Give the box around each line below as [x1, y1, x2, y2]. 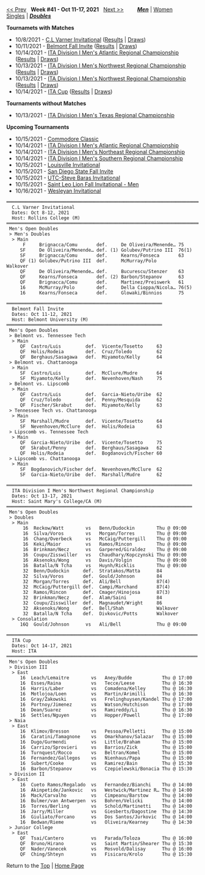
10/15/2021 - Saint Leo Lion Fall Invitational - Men [15, 181, 139, 188]
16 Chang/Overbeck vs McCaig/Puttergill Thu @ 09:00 [22, 536, 187, 542]
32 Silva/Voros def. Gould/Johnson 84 [22, 573, 163, 579]
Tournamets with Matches [6, 24, 74, 31]
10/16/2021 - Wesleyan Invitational [15, 187, 101, 194]
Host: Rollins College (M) [12, 215, 81, 221]
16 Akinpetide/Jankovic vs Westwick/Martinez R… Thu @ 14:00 [20, 787, 192, 793]
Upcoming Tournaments [6, 123, 70, 131]
